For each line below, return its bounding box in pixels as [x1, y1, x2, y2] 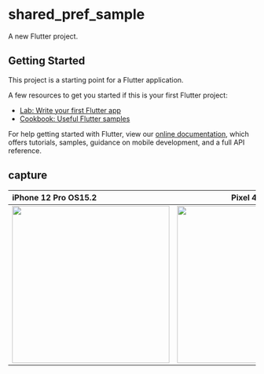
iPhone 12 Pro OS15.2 [12, 192, 97, 203]
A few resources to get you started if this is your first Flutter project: [8, 90, 228, 100]
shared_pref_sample [8, 5, 145, 24]
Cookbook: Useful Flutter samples [19, 114, 130, 123]
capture [8, 169, 48, 182]
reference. [8, 145, 42, 155]
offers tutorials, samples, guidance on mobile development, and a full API [8, 137, 245, 147]
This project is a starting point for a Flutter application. [8, 75, 184, 84]
